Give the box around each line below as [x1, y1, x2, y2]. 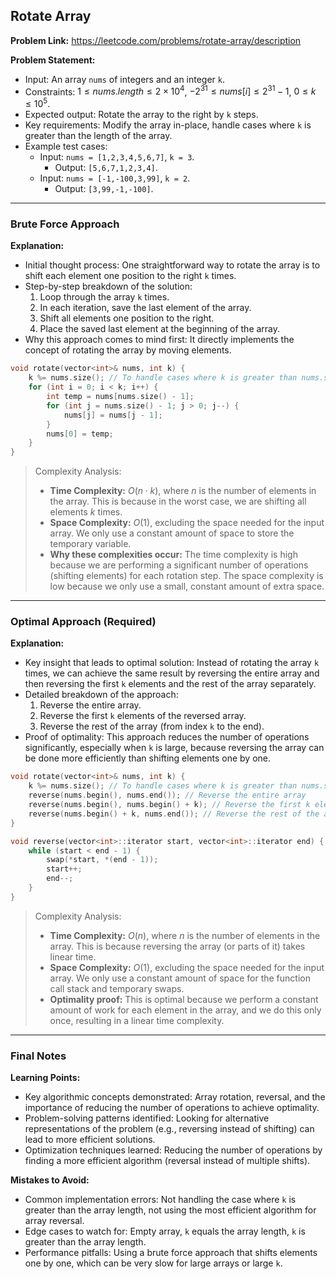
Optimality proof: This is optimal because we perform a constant [49, 993, 319, 1005]
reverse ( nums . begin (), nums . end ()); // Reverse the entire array [28, 790, 307, 801]
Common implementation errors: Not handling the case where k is [24, 1194, 297, 1206]
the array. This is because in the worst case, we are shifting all [49, 495, 307, 508]
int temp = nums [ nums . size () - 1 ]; [46, 392, 195, 402]
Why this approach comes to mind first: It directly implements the [24, 334, 295, 346]
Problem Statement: [10, 54, 96, 66]
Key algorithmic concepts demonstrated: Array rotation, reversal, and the [24, 1091, 326, 1103]
